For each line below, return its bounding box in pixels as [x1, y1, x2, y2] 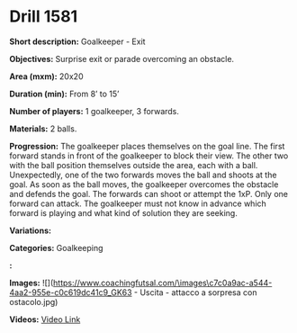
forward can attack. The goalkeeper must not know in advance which [9, 198, 267, 209]
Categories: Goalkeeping [9, 242, 103, 253]
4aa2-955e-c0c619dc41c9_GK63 [9, 286, 132, 298]
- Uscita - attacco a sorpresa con [133, 286, 257, 298]
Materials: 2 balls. [9, 123, 77, 134]
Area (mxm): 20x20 [9, 70, 84, 82]
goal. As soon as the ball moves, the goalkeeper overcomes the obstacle [9, 178, 279, 190]
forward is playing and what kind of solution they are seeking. [9, 207, 238, 218]
